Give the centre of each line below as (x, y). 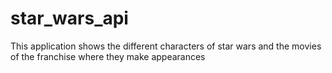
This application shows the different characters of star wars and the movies (166, 46)
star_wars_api (69, 18)
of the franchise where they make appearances (108, 56)
